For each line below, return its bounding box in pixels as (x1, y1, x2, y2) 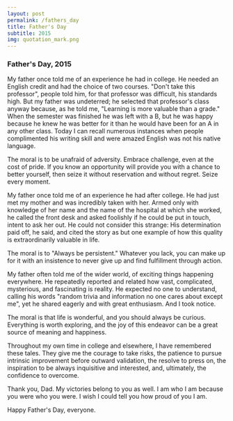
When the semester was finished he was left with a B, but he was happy (7, 112, 214, 121)
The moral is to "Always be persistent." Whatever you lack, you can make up (7, 249, 226, 258)
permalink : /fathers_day (7, 17, 79, 24)
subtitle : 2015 (7, 29, 51, 37)
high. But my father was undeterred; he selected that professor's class (7, 97, 210, 105)
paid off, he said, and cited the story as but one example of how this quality (7, 228, 223, 237)
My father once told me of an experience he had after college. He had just (7, 191, 219, 200)
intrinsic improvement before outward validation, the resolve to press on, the (7, 357, 227, 365)
